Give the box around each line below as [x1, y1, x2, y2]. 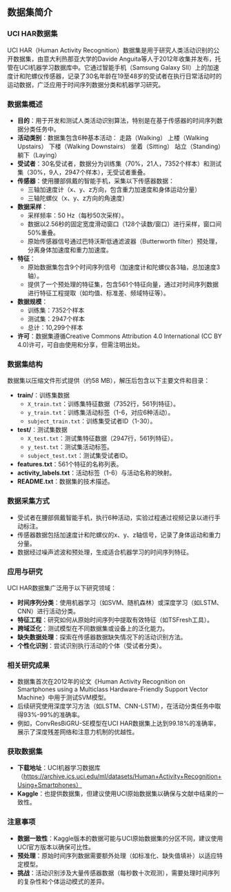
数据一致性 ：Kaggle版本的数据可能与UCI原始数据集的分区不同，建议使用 [17, 834, 223, 842]
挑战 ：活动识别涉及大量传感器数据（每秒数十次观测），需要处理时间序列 [17, 869, 220, 877]
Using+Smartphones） [17, 781, 83, 789]
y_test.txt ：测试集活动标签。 [27, 443, 114, 451]
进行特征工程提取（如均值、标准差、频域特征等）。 [27, 288, 170, 297]
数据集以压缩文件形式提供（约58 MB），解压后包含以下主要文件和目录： [7, 377, 210, 385]
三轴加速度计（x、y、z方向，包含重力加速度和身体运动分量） [27, 185, 201, 193]
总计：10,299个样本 [27, 323, 83, 331]
